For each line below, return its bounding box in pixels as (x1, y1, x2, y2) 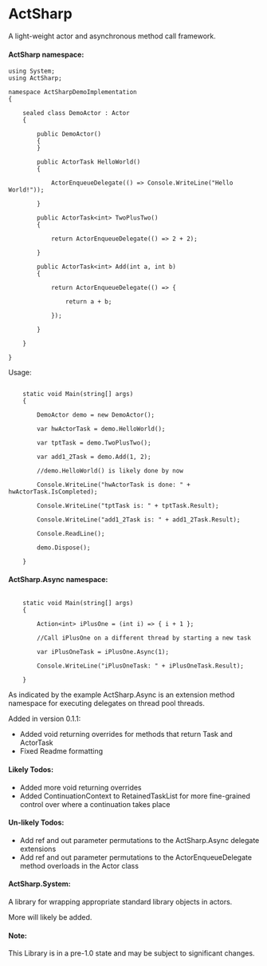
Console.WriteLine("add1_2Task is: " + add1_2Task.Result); (37, 516, 241, 524)
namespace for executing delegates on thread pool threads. (8, 699, 205, 708)
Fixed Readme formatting (19, 746, 104, 756)
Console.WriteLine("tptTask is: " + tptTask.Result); (37, 502, 219, 510)
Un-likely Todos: (8, 818, 65, 827)
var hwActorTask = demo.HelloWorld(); (37, 425, 166, 434)
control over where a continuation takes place (19, 799, 171, 809)
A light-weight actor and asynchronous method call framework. (8, 31, 217, 41)
